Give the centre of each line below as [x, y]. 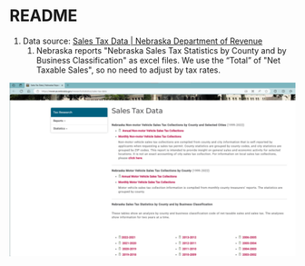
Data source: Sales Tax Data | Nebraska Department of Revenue [143, 41]
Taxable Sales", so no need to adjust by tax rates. [128, 70]
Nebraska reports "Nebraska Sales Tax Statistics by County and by [162, 50]
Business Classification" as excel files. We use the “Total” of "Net [158, 60]
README [44, 16]
